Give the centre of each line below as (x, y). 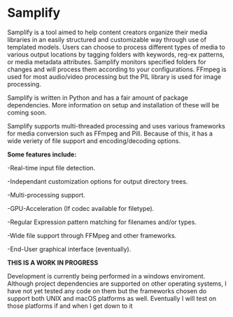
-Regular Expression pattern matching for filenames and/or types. (102, 222)
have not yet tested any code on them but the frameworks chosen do (107, 290)
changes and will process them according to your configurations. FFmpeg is (117, 69)
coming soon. (27, 112)
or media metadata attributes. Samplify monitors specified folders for (107, 61)
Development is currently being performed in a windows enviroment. (106, 276)
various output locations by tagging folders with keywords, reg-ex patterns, (116, 54)
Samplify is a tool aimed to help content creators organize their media (107, 32)
